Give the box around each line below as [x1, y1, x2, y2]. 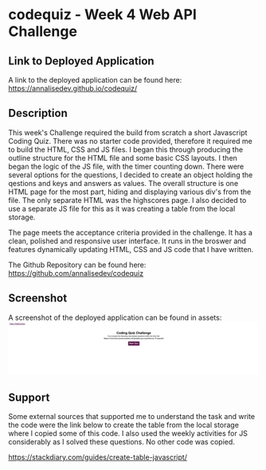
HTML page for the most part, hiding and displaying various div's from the [8, 187, 252, 196]
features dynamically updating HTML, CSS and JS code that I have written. [8, 244, 254, 254]
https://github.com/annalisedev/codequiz [8, 268, 144, 278]
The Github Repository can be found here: [8, 260, 147, 270]
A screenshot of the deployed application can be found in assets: [8, 313, 222, 322]
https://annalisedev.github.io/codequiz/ [8, 84, 138, 93]
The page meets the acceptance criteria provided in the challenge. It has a [8, 227, 253, 237]
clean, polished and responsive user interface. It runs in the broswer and [8, 236, 247, 246]
